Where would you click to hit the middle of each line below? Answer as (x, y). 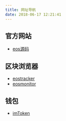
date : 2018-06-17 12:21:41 (33, 14)
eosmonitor (24, 84)
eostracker (23, 78)
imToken (21, 113)
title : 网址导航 (20, 10)
